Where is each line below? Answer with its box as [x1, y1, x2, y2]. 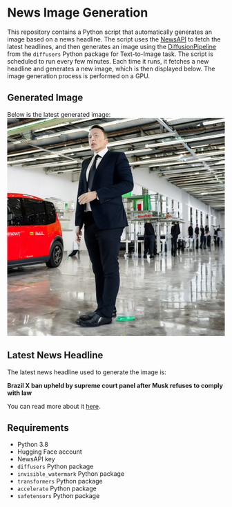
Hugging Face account [17, 448, 83, 456]
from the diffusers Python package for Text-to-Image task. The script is [7, 50, 214, 58]
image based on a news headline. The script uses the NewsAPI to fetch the [7, 35, 221, 43]
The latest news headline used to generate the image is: [7, 368, 167, 376]
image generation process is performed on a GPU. [7, 71, 151, 80]
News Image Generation [7, 5, 148, 21]
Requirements [7, 422, 69, 434]
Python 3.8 [17, 441, 48, 449]
